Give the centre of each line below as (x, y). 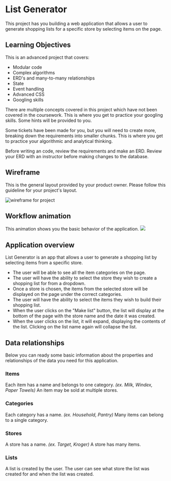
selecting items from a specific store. (44, 263)
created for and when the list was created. (50, 474)
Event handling (28, 89)
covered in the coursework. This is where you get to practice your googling (84, 115)
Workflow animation (38, 216)
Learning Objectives (38, 45)
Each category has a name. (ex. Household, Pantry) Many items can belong (84, 415)
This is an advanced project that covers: (47, 57)
